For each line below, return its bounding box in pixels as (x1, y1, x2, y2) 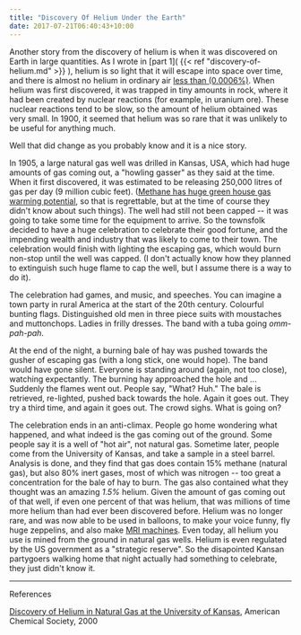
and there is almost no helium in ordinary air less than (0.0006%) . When (9, 75, 275, 85)
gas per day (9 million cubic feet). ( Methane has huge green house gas (9, 186, 271, 197)
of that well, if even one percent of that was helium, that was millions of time (9, 496, 291, 507)
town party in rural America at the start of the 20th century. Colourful (9, 298, 264, 310)
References (9, 588, 52, 599)
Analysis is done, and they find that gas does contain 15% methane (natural (9, 457, 288, 468)
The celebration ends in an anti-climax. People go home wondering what (9, 419, 278, 430)
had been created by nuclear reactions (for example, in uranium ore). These (9, 93, 289, 104)
